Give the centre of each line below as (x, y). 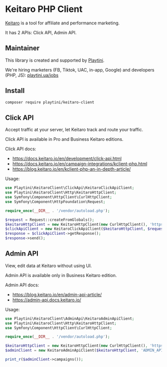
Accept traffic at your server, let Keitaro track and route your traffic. (74, 130)
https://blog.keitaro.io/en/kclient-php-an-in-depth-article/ (71, 169)
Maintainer (22, 48)
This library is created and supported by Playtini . (55, 60)
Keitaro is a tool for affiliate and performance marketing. (63, 23)
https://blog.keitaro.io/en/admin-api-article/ (57, 294)
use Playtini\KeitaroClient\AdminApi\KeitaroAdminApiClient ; (70, 319)
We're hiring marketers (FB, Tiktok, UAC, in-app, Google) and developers (80, 70)
